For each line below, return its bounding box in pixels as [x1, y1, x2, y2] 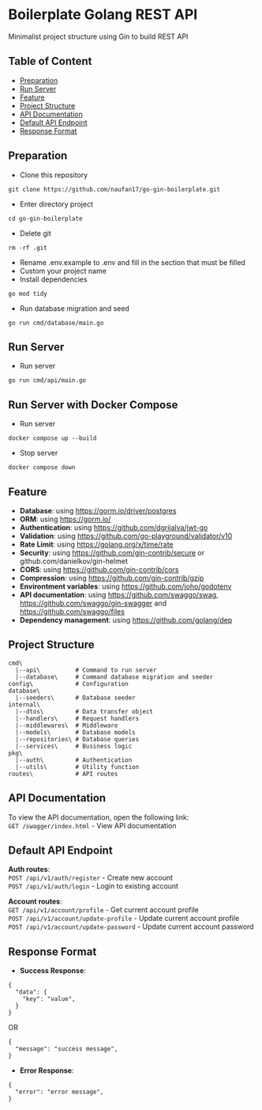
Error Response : [19, 1066, 74, 1075]
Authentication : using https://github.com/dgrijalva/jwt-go [19, 523, 208, 532]
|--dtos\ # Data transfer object [15, 707, 154, 715]
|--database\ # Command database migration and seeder [15, 672, 214, 681]
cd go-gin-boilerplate [8, 214, 83, 222]
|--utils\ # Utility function [15, 763, 140, 771]
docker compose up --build [8, 434, 97, 442]
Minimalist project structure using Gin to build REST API [8, 32, 189, 41]
